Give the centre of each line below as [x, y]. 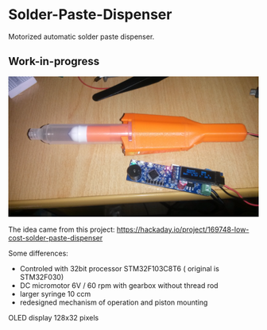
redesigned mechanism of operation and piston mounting [114, 302]
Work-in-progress [54, 61]
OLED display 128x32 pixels [54, 318]
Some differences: [39, 253]
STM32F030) [42, 277]
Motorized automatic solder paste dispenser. [81, 36]
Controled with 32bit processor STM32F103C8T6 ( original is [120, 269]
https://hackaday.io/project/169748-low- [183, 230]
